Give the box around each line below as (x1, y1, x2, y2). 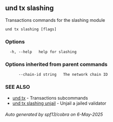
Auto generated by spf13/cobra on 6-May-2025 (5, 112, 103, 118)
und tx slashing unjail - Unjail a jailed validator (12, 100, 107, 106)
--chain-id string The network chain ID (18, 72, 108, 77)
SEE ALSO (5, 84, 30, 91)
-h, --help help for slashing (9, 50, 77, 55)
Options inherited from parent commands (5, 61, 108, 68)
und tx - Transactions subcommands (12, 95, 88, 101)
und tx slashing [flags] (5, 27, 57, 32)
